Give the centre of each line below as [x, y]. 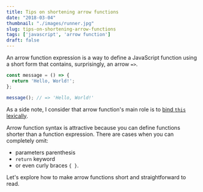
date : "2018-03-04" [31, 18]
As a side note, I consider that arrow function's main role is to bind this [96, 109]
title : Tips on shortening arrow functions [63, 12]
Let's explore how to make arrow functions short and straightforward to [96, 177]
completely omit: [28, 140]
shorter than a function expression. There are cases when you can [90, 134]
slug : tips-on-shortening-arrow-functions [61, 29]
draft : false [23, 40]
